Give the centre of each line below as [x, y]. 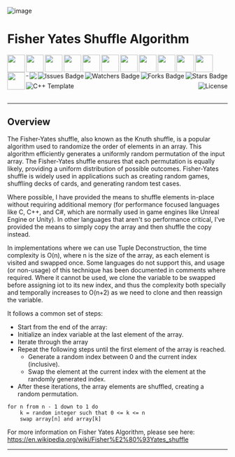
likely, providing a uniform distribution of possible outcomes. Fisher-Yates [113, 169]
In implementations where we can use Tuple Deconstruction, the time [107, 248]
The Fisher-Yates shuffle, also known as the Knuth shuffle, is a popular [109, 139]
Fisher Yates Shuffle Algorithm [98, 39]
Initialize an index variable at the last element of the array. [100, 334]
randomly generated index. [67, 379]
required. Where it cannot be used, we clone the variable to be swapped [111, 277]
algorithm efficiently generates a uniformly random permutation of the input [116, 153]
